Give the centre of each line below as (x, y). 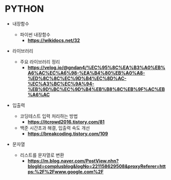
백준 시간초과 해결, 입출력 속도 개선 (55, 128)
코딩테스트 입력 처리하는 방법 (49, 116)
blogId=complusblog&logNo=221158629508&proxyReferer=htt (97, 166)
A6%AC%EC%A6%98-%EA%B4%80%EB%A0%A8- (86, 73)
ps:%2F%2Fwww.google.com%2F (65, 171)
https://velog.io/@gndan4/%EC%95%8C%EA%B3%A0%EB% (96, 67)
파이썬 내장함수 (35, 34)
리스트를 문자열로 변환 (42, 155)
